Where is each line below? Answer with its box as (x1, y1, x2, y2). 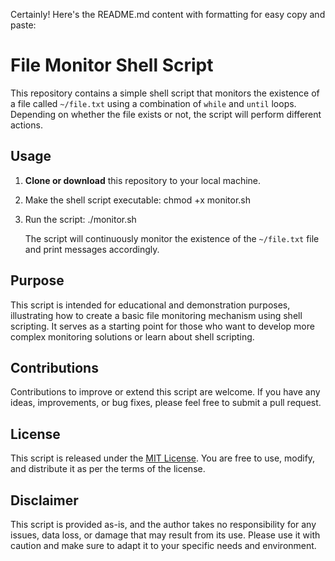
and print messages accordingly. (24, 243, 160, 255)
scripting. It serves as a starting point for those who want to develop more (10, 320, 315, 332)
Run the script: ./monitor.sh (24, 213, 137, 225)
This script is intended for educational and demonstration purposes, (10, 299, 291, 311)
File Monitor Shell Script (10, 54, 214, 77)
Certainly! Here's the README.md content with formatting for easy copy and (10, 9, 326, 20)
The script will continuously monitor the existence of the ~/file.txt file (24, 232, 320, 244)
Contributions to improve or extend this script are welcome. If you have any (10, 386, 321, 398)
